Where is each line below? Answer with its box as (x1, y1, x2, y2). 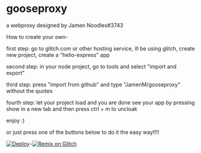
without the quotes (6, 87, 53, 94)
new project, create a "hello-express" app (6, 51, 110, 58)
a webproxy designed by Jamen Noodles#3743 (6, 22, 124, 29)
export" (6, 69, 25, 76)
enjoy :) (6, 116, 25, 124)
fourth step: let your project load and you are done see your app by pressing (6, 98, 195, 106)
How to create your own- (6, 33, 68, 40)
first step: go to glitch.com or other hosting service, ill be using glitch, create (6, 44, 195, 52)
